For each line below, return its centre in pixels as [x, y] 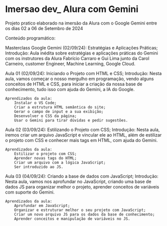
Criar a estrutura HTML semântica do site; [60, 107]
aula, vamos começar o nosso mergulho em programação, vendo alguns [80, 78]
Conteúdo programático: [30, 38]
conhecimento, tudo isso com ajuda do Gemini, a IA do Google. [70, 89]
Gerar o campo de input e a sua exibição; [59, 111]
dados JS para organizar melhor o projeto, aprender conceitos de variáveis [82, 186]
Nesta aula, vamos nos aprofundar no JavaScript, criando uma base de [78, 181]
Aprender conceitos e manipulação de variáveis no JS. [72, 218]
